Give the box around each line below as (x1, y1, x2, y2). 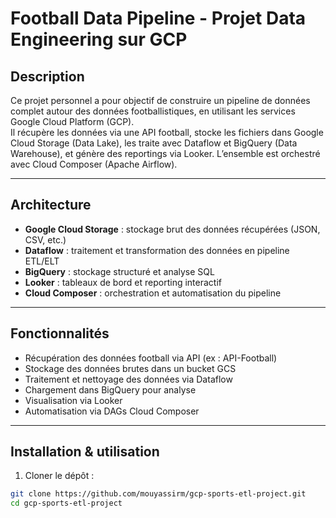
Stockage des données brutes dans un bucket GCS (24, 362, 237, 374)
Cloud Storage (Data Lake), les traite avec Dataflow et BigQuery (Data (10, 137, 298, 149)
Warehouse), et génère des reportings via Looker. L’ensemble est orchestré (10, 148, 321, 159)
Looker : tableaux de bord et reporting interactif (24, 276, 222, 288)
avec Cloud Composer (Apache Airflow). (10, 158, 178, 170)
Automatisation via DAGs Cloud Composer (24, 405, 200, 417)
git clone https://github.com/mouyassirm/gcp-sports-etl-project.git (10, 489, 307, 499)
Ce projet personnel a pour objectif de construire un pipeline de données (10, 95, 311, 106)
